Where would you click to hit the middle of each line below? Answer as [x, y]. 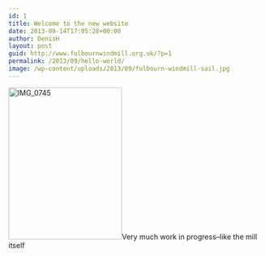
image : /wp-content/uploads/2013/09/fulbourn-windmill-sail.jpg [119, 69]
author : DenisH [34, 39]
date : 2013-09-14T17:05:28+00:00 [65, 31]
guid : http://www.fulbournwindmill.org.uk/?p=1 [90, 54]
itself [17, 245]
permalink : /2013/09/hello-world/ [67, 62]
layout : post [30, 46]
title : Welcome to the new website [68, 24]
